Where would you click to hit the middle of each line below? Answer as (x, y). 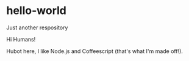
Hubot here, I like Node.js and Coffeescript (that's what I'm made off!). (94, 51)
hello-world (37, 11)
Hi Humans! (21, 39)
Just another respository (37, 27)
